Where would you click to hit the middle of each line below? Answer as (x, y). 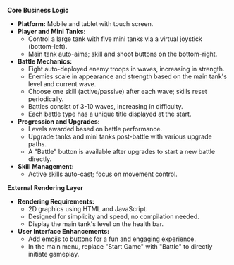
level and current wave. (62, 84)
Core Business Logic (38, 10)
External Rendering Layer (45, 188)
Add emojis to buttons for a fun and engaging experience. (112, 239)
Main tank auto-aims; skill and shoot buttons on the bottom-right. (123, 54)
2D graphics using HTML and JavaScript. (88, 209)
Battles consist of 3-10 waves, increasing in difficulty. (105, 106)
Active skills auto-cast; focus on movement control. (103, 174)
